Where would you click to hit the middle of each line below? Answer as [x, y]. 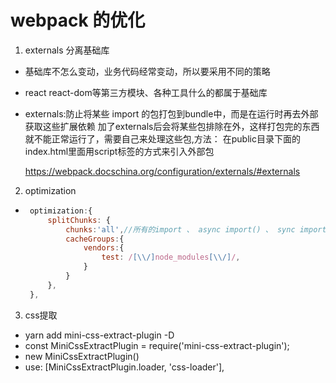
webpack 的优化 [78, 20]
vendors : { [104, 248]
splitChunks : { [79, 220]
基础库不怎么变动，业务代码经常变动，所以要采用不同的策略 [147, 71]
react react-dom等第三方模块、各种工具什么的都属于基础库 [146, 92]
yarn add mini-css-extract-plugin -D [99, 335]
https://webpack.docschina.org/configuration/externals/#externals [162, 171]
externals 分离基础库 [67, 50]
